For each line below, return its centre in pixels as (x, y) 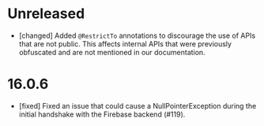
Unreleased (46, 14)
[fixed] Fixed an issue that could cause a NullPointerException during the (138, 106)
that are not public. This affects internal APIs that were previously (125, 43)
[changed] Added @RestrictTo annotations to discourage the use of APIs (137, 35)
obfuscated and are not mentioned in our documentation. (112, 52)
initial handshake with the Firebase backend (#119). (102, 114)
